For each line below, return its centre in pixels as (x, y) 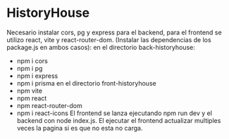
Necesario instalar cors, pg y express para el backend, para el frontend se (114, 32)
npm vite (30, 91)
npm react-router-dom (49, 105)
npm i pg (30, 68)
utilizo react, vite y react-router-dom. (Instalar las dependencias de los (109, 39)
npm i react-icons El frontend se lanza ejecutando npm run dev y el (114, 113)
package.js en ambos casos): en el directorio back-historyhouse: (101, 47)
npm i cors (32, 60)
